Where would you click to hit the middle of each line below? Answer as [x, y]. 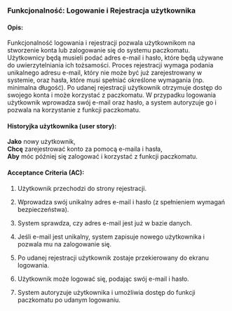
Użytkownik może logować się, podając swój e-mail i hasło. [103, 279]
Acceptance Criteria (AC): [46, 172]
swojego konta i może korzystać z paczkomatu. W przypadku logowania [111, 95]
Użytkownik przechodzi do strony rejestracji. [82, 188]
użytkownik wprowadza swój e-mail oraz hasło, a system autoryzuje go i [112, 102]
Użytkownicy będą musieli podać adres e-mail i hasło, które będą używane [116, 58]
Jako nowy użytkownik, [41, 142]
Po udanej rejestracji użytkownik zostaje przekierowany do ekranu [113, 258]
